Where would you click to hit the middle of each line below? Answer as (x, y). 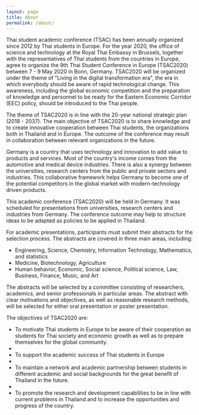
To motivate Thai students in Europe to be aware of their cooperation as (103, 329)
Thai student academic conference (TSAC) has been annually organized (95, 40)
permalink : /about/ (30, 23)
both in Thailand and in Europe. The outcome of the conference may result (98, 134)
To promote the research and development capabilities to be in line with (103, 393)
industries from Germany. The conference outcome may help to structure (96, 214)
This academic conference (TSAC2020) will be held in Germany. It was (93, 202)
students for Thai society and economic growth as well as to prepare (99, 336)
